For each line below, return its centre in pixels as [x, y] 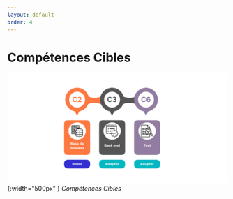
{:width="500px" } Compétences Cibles [65, 189]
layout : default [31, 15]
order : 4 [20, 22]
